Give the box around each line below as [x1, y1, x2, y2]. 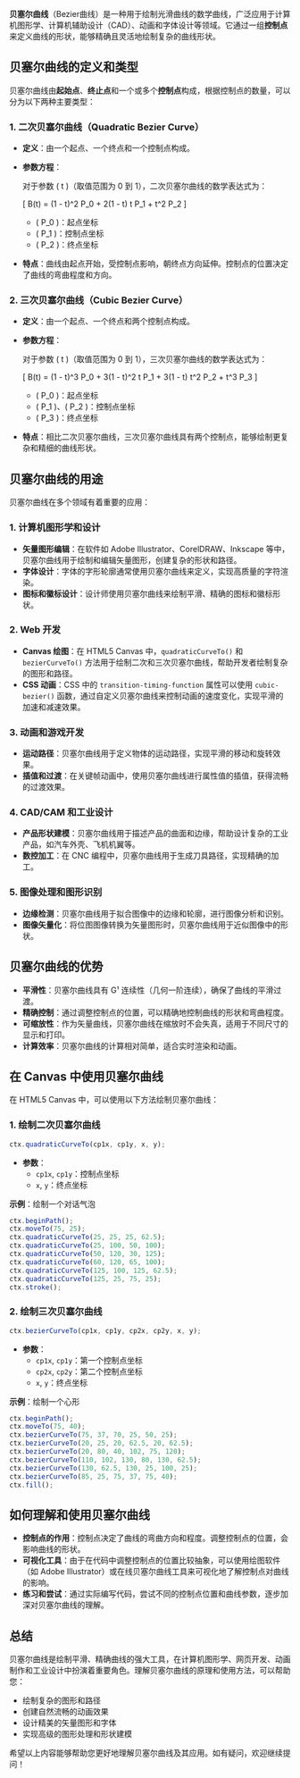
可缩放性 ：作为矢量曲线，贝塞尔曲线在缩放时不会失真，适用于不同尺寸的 [21, 1018, 288, 1028]
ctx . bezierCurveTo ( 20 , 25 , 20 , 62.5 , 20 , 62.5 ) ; [9, 1438, 194, 1448]
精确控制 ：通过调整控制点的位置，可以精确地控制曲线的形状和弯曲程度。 [21, 1007, 288, 1018]
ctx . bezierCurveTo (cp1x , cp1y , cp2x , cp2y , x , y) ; [9, 1326, 202, 1335]
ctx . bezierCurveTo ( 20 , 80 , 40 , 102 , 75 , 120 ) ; [9, 1447, 186, 1456]
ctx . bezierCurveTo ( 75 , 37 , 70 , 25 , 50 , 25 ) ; [9, 1430, 178, 1439]
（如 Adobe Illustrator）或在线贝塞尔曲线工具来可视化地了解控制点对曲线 [21, 1566, 290, 1577]
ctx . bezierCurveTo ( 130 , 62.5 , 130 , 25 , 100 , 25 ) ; [9, 1463, 198, 1472]
